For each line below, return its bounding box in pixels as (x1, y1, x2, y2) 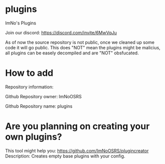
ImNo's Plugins (5, 20, 36, 26)
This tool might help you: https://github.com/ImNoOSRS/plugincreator (5, 148, 149, 154)
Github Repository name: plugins (5, 103, 72, 109)
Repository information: (5, 84, 53, 90)
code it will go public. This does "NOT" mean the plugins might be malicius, (5, 44, 161, 50)
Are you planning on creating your (5, 121, 150, 132)
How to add (5, 67, 53, 79)
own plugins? (5, 131, 62, 143)
